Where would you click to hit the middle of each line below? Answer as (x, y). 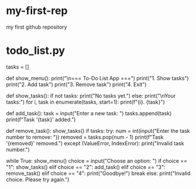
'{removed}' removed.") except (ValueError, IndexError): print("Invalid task (95, 143)
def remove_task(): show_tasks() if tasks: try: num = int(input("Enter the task (98, 130)
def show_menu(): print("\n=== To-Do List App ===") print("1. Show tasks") (97, 78)
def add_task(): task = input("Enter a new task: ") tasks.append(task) (89, 113)
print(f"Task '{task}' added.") (41, 119)
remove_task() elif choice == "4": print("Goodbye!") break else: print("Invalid (98, 173)
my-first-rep (37, 11)
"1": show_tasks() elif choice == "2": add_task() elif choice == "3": (86, 167)
